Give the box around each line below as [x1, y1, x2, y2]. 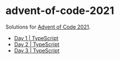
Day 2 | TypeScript [14, 41, 60, 48]
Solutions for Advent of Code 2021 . [5, 23, 91, 30]
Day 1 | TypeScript [14, 34, 59, 41]
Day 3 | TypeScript [14, 47, 60, 54]
